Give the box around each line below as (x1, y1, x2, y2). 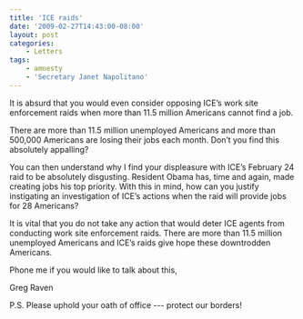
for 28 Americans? (9, 200, 79, 211)
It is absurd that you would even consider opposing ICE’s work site (9, 97, 259, 108)
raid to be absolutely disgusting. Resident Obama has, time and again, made (9, 171, 295, 182)
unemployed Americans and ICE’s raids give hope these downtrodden (9, 237, 271, 248)
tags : (9, 55, 30, 65)
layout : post (9, 30, 59, 39)
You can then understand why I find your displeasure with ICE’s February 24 (9, 161, 295, 173)
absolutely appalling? (9, 144, 89, 155)
